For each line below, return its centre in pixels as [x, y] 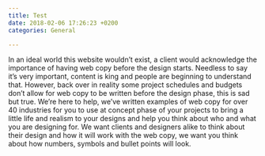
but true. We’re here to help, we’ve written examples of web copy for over [128, 102]
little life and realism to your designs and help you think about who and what [132, 119]
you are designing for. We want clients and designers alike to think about [127, 127]
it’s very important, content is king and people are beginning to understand [130, 77]
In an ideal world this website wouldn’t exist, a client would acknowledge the [132, 59]
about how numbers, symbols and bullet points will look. [100, 144]
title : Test [28, 15]
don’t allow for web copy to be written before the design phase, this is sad [129, 93]
